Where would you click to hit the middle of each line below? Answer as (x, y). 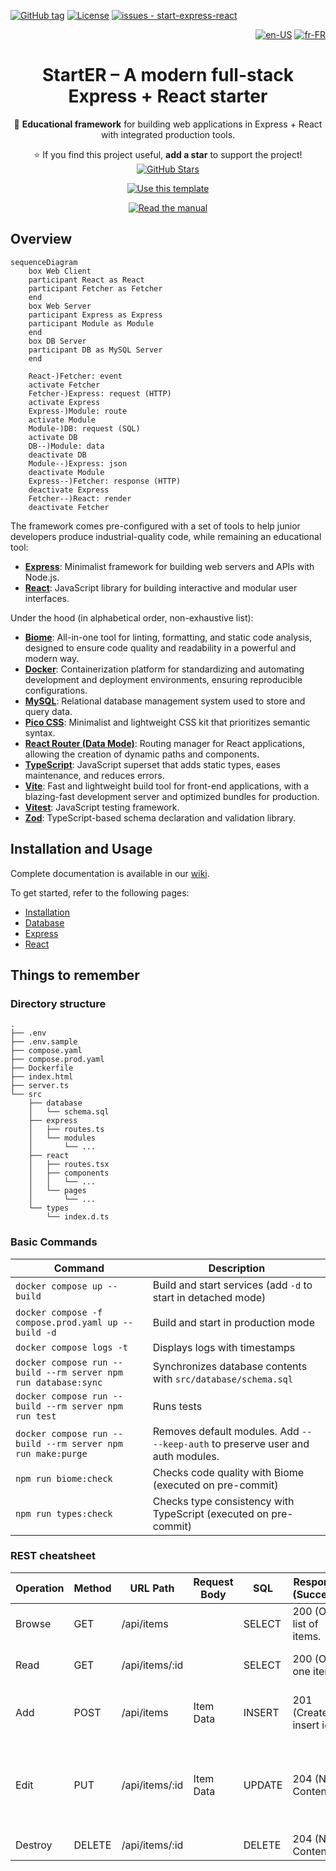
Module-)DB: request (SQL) (84, 428)
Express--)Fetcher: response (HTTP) (105, 481)
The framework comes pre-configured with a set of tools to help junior (155, 526)
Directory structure (58, 1003)
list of (305, 1623)
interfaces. (47, 598)
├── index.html (42, 1077)
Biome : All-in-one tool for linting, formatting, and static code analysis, (168, 637)
